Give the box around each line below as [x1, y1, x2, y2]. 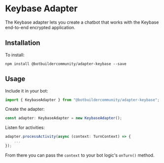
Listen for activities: [5, 125, 45, 130]
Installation [5, 39, 40, 47]
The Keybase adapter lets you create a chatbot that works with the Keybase [5, 19, 159, 25]
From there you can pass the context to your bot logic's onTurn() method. [5, 152, 155, 158]
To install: [5, 52, 25, 58]
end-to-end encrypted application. [5, 24, 75, 30]
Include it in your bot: [5, 88, 48, 94]
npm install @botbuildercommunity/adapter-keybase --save [5, 61, 127, 66]
